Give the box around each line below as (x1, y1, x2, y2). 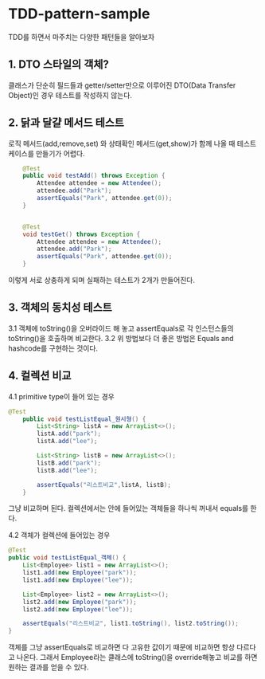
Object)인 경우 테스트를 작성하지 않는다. (8, 90, 133, 100)
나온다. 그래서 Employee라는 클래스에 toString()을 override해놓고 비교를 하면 (16, 653, 258, 662)
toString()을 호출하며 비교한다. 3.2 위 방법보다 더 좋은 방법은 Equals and (8, 333, 234, 343)
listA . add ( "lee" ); (37, 438, 98, 445)
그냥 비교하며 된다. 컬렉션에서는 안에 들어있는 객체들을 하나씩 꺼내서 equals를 (8, 504, 249, 513)
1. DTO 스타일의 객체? (8, 57, 110, 72)
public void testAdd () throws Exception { (22, 172, 166, 180)
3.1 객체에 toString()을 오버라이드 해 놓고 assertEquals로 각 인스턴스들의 (8, 324, 234, 333)
